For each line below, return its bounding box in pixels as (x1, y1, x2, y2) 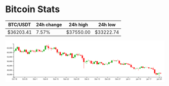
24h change (36, 22, 62, 28)
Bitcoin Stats (5, 4, 60, 15)
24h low (98, 22, 116, 28)
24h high (68, 22, 89, 28)
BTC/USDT (8, 22, 31, 28)
